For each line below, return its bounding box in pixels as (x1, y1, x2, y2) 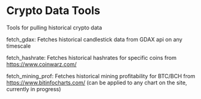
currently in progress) (6, 85, 61, 92)
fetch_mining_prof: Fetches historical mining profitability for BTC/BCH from (6, 72, 195, 79)
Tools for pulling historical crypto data (6, 24, 102, 31)
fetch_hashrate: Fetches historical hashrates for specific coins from (6, 54, 176, 61)
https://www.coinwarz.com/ (6, 61, 77, 68)
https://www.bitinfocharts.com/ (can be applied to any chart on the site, (6, 79, 188, 86)
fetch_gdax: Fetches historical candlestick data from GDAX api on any (6, 35, 183, 43)
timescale (6, 42, 31, 50)
